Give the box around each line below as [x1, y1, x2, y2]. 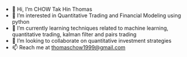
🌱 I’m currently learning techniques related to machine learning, [11, 24, 168, 31]
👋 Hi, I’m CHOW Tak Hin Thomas [11, 6, 93, 12]
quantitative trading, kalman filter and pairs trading [11, 31, 137, 38]
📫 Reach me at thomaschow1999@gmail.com [11, 44, 125, 50]
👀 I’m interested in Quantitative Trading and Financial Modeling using [11, 12, 181, 19]
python [11, 18, 30, 25]
